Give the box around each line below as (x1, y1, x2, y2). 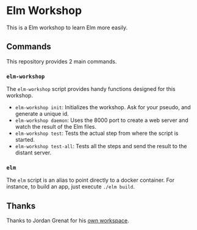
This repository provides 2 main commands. (6, 57, 117, 65)
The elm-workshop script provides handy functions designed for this (6, 85, 176, 93)
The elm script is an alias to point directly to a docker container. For (6, 176, 175, 184)
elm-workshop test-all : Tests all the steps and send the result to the (15, 143, 187, 150)
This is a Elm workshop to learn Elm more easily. (6, 24, 128, 31)
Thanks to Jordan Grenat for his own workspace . (6, 217, 129, 225)
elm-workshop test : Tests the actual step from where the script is (15, 129, 179, 137)
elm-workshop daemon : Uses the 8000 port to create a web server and (15, 117, 189, 124)
